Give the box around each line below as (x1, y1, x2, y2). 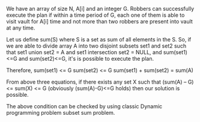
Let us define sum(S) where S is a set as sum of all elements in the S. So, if (6, 36, 192, 43)
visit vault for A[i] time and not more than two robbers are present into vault (6, 18, 193, 25)
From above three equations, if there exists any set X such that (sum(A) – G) (6, 78, 194, 85)
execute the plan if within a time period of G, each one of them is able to (6, 11, 185, 19)
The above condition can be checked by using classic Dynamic (6, 103, 163, 110)
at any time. (6, 24, 35, 31)
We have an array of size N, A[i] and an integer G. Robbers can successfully (6, 5, 195, 12)
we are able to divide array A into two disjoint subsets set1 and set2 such (6, 42, 187, 49)
